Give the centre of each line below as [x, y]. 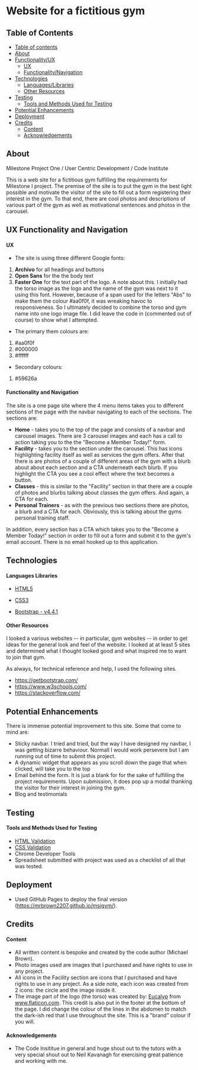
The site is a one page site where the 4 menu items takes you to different [95, 405]
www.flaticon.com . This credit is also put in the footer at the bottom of [100, 1003]
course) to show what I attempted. [56, 320]
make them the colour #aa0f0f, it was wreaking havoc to [83, 301]
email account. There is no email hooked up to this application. [82, 542]
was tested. [29, 866]
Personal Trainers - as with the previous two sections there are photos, [102, 505]
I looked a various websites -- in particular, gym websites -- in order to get [97, 638]
